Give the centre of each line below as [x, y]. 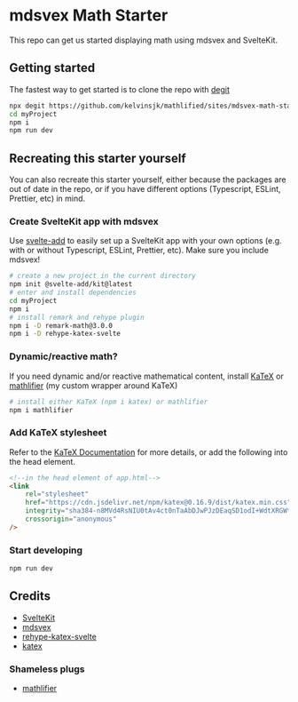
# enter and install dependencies [73, 293]
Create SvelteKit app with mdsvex [84, 221]
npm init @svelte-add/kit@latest [71, 284]
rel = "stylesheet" [57, 494]
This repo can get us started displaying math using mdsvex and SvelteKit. [143, 40]
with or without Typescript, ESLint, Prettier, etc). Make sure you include [139, 251]
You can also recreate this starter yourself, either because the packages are [148, 179]
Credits [30, 596]
